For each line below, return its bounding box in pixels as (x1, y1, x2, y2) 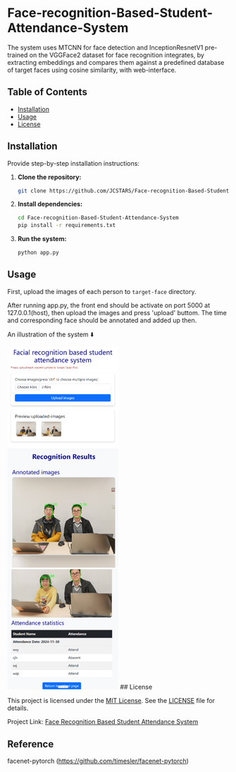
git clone (17, 187, 47, 195)
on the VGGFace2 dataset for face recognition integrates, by (29, 51, 204, 59)
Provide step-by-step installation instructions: (7, 159, 139, 167)
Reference (7, 738, 54, 750)
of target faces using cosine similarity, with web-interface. (7, 66, 177, 74)
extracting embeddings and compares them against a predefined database (7, 58, 225, 66)
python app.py (17, 249, 59, 257)
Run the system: (17, 235, 67, 243)
